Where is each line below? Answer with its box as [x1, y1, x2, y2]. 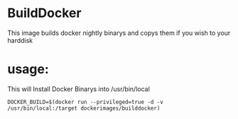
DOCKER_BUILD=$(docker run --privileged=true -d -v [7, 98, 163, 105]
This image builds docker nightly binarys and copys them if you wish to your [7, 29, 231, 37]
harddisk [7, 36, 33, 44]
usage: [7, 61, 50, 78]
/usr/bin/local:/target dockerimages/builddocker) [7, 105, 161, 112]
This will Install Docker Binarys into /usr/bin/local [7, 84, 151, 93]
